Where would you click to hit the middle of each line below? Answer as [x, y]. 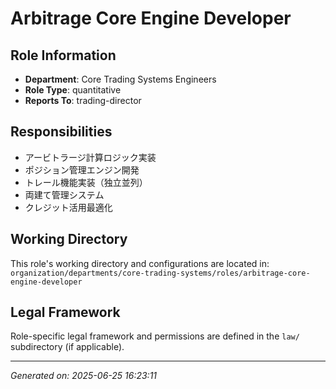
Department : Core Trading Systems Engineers [120, 79]
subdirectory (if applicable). [67, 347]
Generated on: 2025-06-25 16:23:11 [84, 376]
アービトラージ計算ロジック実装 [90, 157]
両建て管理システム [64, 194]
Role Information [63, 55]
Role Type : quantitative [73, 90]
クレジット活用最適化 [68, 207]
